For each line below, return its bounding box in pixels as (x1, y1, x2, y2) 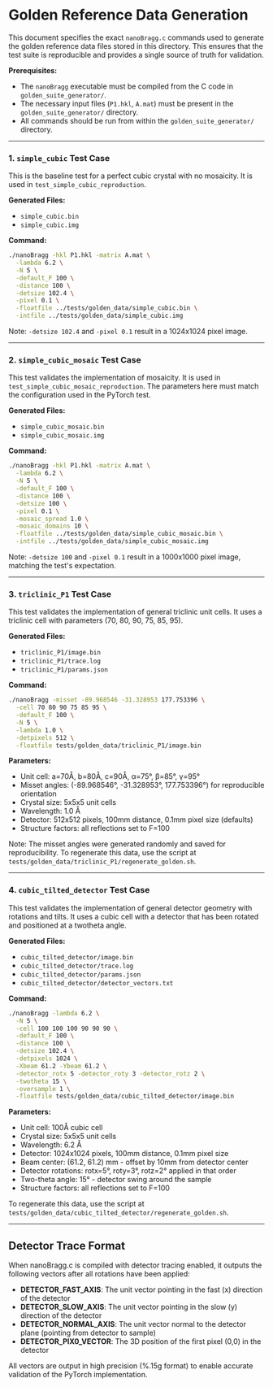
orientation (19, 789, 57, 798)
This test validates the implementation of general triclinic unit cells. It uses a (8, 607, 262, 617)
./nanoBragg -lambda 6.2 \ (8, 1009, 100, 1017)
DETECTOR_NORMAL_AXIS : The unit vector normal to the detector (19, 1320, 246, 1329)
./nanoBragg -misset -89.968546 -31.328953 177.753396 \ (8, 696, 206, 704)
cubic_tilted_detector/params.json (19, 970, 141, 979)
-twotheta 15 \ (15, 1077, 67, 1085)
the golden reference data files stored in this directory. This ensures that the (8, 41, 264, 50)
